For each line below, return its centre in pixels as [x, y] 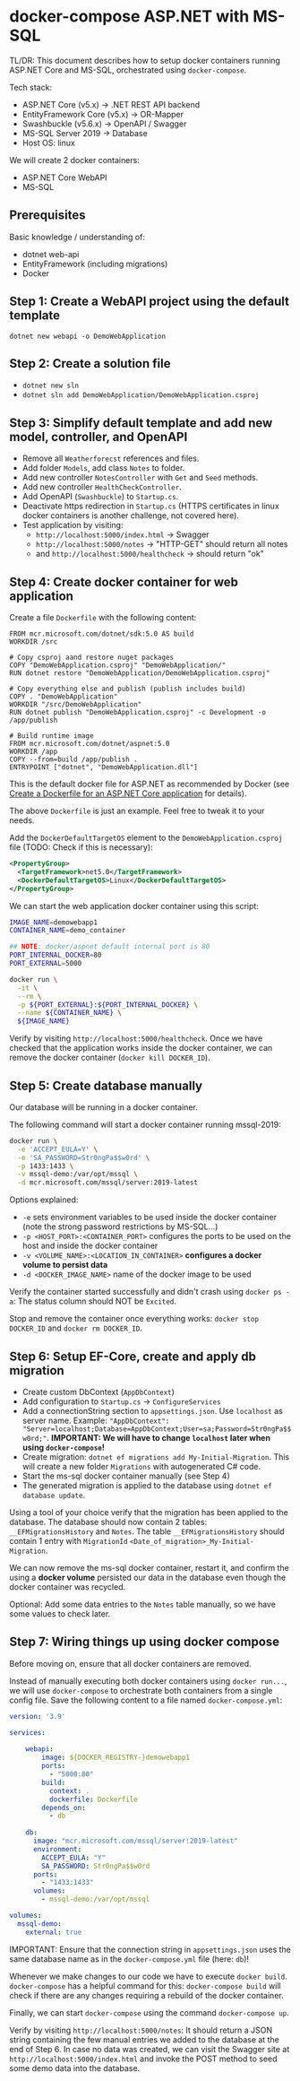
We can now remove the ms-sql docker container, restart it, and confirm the [149, 1568]
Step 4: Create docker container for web [124, 581]
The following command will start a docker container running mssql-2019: [145, 1124]
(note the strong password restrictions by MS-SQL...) [120, 1227]
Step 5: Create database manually [106, 1085]
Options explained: [44, 1200]
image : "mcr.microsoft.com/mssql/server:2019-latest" [136, 1841]
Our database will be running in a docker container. [104, 1107]
